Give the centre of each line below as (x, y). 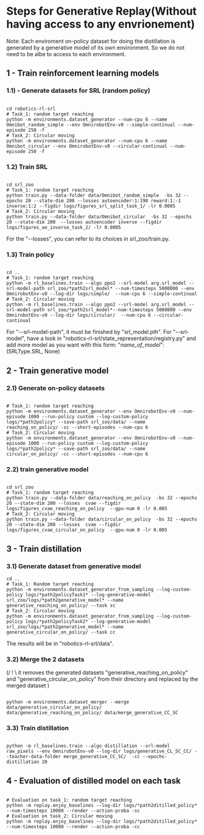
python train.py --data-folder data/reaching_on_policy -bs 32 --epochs (102, 498)
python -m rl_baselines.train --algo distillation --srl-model (88, 746)
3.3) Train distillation (37, 728)
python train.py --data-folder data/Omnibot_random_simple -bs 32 (94, 195)
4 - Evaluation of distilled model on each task (93, 780)
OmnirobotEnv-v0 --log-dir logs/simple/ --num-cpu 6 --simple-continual (102, 294)
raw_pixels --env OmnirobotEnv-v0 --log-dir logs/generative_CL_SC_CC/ (99, 751)
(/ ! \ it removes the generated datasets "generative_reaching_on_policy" (97, 673)
